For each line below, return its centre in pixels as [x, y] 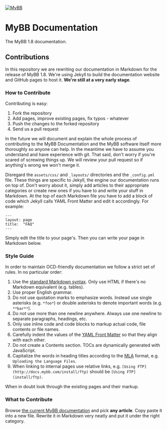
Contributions [27, 57]
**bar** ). [22, 308]
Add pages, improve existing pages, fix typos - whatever [71, 118]
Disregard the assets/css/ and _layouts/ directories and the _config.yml [80, 175]
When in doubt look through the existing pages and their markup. [72, 387]
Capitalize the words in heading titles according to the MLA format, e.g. [85, 356]
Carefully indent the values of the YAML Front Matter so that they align [85, 335]
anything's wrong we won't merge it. [43, 165]
